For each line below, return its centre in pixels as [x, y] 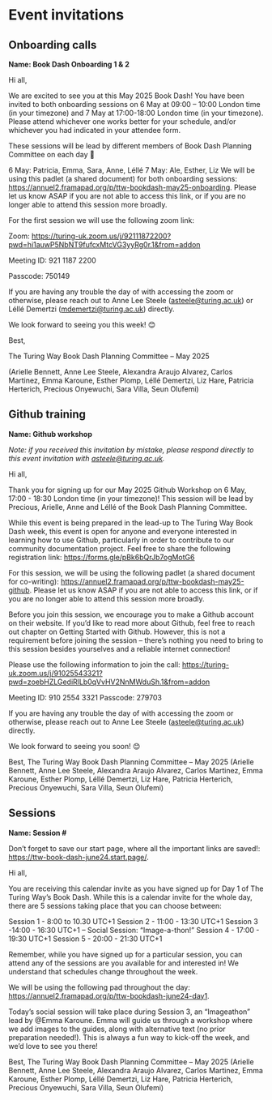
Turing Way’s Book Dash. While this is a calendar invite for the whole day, [130, 897]
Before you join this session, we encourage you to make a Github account [131, 614]
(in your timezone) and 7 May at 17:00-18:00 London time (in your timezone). [136, 113]
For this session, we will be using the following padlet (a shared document [132, 572]
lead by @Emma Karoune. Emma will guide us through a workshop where [131, 1020]
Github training [47, 415]
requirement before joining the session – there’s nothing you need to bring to [136, 640]
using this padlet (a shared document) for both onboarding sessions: [123, 179]
